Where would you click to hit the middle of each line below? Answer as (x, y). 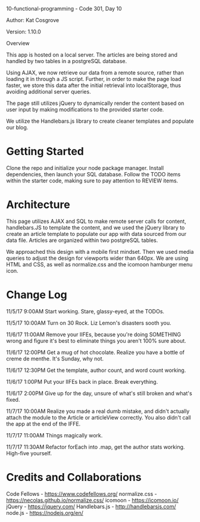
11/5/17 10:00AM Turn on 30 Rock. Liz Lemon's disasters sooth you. (89, 323)
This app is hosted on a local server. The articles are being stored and (92, 55)
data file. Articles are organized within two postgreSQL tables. (82, 240)
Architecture (38, 205)
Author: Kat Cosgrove (33, 20)
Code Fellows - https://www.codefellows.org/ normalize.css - (82, 493)
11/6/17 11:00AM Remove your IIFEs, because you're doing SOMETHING (94, 334)
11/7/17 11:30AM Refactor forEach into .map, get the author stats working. (96, 447)
